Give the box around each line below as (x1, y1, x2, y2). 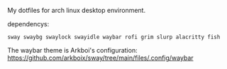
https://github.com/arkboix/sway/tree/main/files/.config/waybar (7, 53, 194, 62)
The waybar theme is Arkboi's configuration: (7, 46, 138, 54)
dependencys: (7, 20, 50, 28)
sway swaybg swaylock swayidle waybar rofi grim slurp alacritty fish (7, 33, 221, 41)
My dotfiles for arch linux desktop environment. (7, 6, 146, 14)
